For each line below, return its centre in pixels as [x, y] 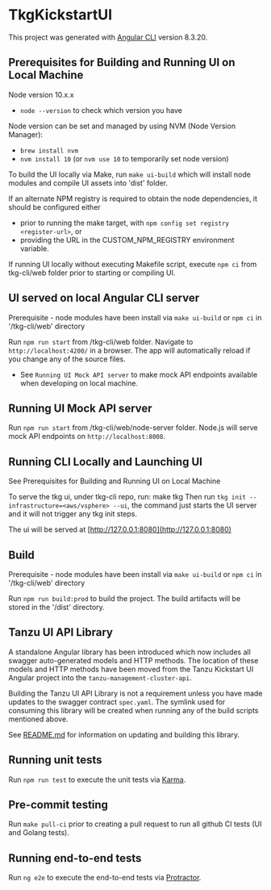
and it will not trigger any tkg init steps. [73, 514]
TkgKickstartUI [60, 15]
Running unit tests [55, 760]
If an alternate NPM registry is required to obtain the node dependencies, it [133, 198]
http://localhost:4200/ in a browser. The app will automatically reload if [129, 350]
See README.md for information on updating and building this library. [124, 734]
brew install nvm [49, 151]
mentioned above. [38, 719]
